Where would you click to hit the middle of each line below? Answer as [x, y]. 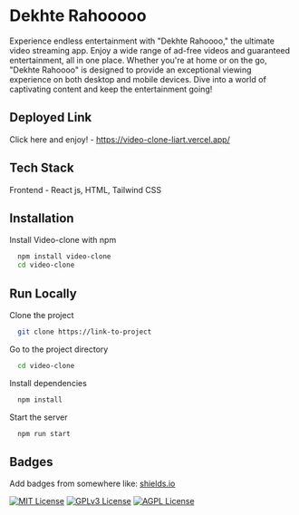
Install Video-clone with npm [63, 240]
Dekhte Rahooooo [78, 16]
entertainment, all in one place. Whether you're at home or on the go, [138, 60]
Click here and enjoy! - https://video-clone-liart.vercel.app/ [120, 139]
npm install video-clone [64, 257]
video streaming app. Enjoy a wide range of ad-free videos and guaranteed [150, 50]
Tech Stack [42, 168]
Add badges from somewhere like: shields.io [92, 484]
